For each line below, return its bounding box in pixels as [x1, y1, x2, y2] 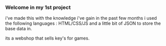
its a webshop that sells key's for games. [5, 35, 90, 41]
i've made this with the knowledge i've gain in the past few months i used [5, 15, 157, 21]
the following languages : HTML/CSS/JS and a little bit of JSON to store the [5, 20, 161, 26]
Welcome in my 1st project [5, 4, 71, 11]
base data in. [5, 26, 32, 32]
